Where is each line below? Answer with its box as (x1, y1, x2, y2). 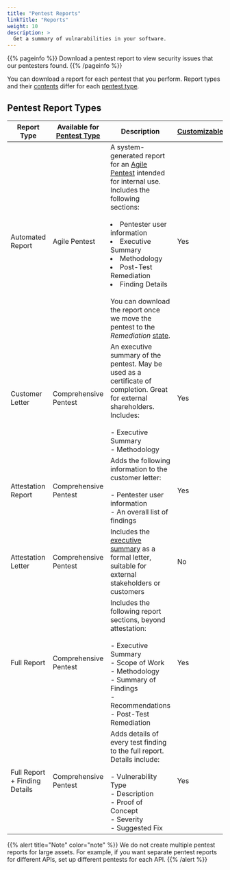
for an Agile (110, 159, 148, 169)
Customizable (177, 126, 224, 136)
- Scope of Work (110, 658, 165, 667)
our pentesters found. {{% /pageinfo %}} (7, 62, 123, 70)
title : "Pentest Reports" (7, 10, 81, 17)
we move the (110, 313, 152, 323)
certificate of (110, 376, 152, 386)
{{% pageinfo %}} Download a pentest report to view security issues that (7, 54, 214, 62)
